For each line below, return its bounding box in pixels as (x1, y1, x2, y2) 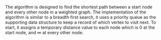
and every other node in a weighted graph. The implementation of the (5, 9, 146, 15)
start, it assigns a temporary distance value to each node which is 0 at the (5, 25, 155, 30)
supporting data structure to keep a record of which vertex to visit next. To (5, 19, 156, 25)
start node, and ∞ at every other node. (5, 30, 84, 35)
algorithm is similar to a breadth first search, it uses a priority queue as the (5, 14, 156, 20)
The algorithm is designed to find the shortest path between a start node (5, 4, 153, 10)
